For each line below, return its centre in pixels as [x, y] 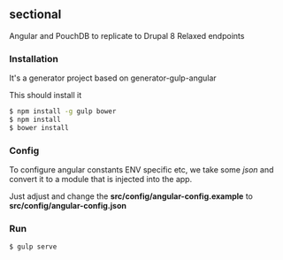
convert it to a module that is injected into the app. [101, 180]
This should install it [46, 96]
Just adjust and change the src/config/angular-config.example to [131, 196]
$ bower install [39, 127]
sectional [35, 15]
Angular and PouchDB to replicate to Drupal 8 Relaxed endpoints [127, 35]
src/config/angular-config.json [68, 206]
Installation [34, 58]
